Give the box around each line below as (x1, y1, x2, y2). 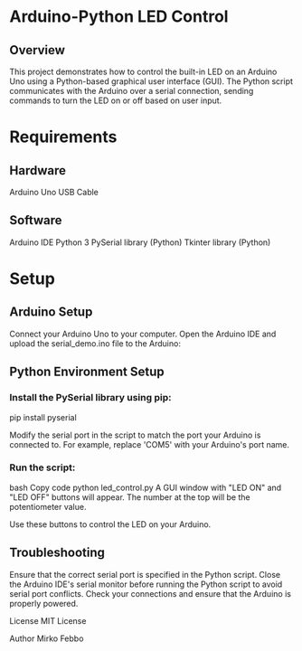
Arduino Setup (9, 305, 93, 320)
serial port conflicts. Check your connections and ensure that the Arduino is (9, 588, 292, 599)
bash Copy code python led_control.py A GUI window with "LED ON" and (9, 482, 282, 493)
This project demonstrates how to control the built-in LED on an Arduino (9, 66, 278, 77)
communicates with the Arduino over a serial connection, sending (9, 86, 254, 96)
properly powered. (9, 598, 79, 609)
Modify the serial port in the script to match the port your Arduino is (9, 429, 261, 440)
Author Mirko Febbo (9, 633, 84, 644)
